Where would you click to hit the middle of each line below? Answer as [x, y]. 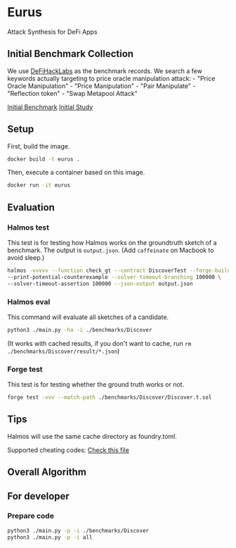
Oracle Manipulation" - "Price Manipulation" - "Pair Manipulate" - [101, 86]
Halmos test [28, 228]
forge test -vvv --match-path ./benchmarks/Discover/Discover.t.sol [110, 398]
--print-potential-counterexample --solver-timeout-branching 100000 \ [114, 277]
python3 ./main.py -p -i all [50, 537]
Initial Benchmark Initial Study [50, 107]
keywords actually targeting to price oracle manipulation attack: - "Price [111, 78]
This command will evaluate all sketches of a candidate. [88, 317]
